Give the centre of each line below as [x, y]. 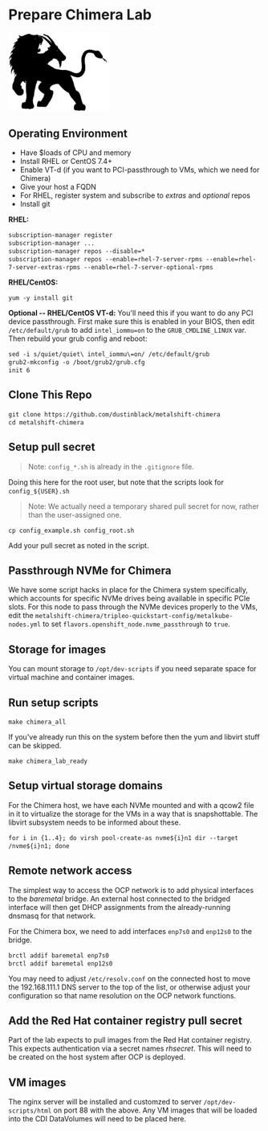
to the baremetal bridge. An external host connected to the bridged [120, 899]
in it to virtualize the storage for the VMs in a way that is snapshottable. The [133, 813]
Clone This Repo [50, 395]
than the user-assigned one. [75, 514]
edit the [21, 616]
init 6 [19, 370]
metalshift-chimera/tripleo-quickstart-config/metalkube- [134, 617]
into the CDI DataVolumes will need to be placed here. [97, 1119]
